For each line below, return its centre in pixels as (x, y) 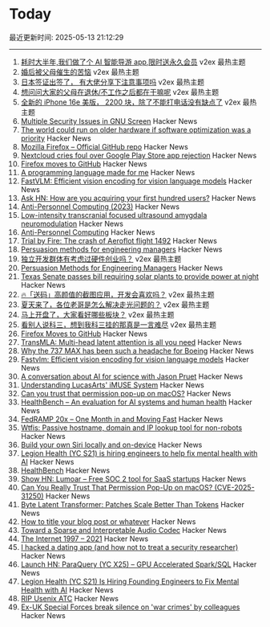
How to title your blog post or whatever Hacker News (108, 521)
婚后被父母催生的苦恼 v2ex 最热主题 (80, 72)
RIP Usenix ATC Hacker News (70, 598)
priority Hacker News (56, 138)
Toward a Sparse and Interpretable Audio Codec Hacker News (123, 530)
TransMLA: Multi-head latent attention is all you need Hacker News (131, 342)
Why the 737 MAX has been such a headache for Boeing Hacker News (137, 350)
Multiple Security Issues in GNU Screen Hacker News (109, 121)
